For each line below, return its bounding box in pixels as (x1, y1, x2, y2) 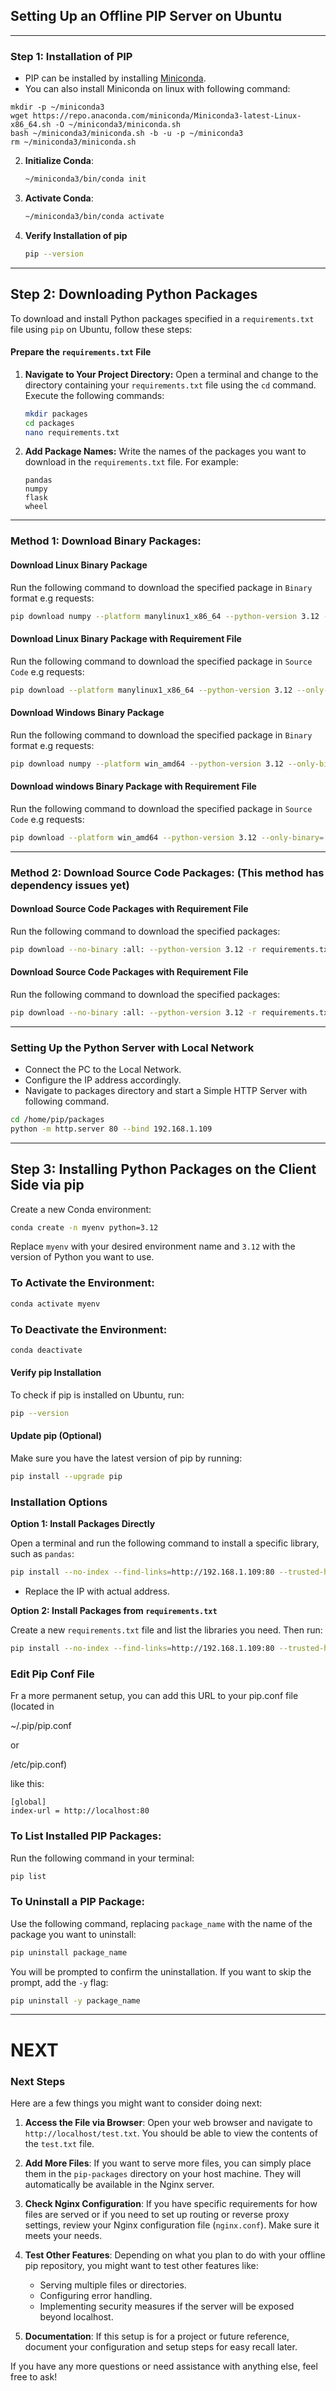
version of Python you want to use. (10, 1251, 155, 1263)
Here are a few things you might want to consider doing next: (10, 2097, 263, 2109)
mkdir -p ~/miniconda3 (10, 102, 105, 113)
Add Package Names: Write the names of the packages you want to (24, 445, 307, 458)
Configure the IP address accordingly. (24, 1074, 182, 1086)
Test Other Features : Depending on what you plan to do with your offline (24, 2249, 326, 2261)
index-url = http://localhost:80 (10, 1806, 150, 1816)
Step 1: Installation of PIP (10, 49, 133, 63)
